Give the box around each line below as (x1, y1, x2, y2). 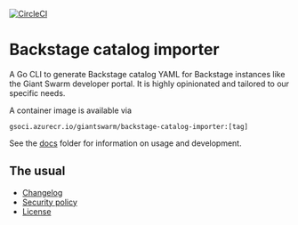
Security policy (21, 197, 78, 207)
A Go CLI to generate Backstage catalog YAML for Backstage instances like (9, 68, 286, 79)
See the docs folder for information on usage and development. (9, 138, 242, 149)
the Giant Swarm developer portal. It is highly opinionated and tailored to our (9, 78, 290, 89)
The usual (9, 164, 66, 179)
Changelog (21, 187, 63, 197)
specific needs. (9, 87, 66, 98)
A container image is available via (9, 105, 132, 116)
